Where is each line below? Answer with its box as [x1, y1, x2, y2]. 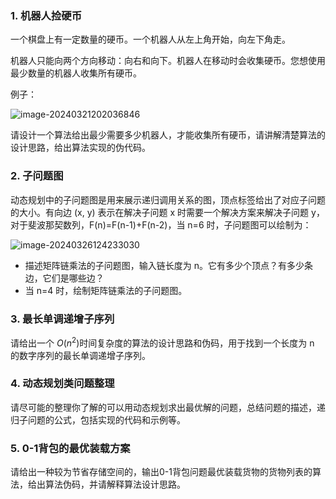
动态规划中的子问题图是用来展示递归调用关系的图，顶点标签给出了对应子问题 [10, 193, 326, 206]
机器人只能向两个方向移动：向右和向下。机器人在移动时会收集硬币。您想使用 [10, 55, 326, 67]
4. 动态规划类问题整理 [10, 377, 115, 391]
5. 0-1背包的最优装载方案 [10, 441, 131, 455]
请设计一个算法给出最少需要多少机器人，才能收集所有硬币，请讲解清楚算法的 [10, 129, 326, 141]
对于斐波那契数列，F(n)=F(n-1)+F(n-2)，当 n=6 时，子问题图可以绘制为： [10, 218, 312, 231]
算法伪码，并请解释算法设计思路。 [44, 478, 186, 491]
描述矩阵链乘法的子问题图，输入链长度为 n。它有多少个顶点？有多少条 [24, 259, 314, 271]
